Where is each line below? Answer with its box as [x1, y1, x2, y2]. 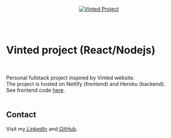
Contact [6, 110, 36, 120]
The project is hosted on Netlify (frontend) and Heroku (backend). [6, 80, 166, 87]
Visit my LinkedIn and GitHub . [6, 125, 78, 132]
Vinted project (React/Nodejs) [6, 44, 156, 57]
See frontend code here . [6, 87, 66, 94]
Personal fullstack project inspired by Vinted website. [6, 74, 135, 81]
